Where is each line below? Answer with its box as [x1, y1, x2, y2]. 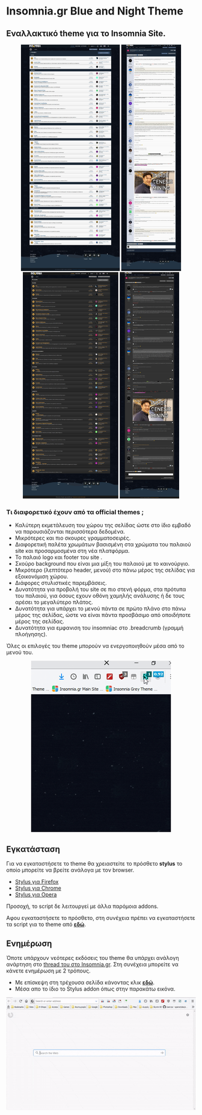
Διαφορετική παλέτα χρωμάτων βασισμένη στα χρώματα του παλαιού [14, 541, 191, 548]
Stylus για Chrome [14, 884, 61, 892]
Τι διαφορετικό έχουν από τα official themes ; [6, 508, 144, 516]
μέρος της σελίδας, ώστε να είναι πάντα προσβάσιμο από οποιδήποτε [14, 612, 191, 619]
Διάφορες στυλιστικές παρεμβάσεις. [14, 580, 107, 587]
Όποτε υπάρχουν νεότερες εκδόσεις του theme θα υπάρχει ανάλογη [6, 954, 179, 961]
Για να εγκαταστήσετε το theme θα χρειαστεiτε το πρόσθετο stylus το [6, 860, 183, 867]
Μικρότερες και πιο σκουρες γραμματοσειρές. [14, 534, 131, 542]
